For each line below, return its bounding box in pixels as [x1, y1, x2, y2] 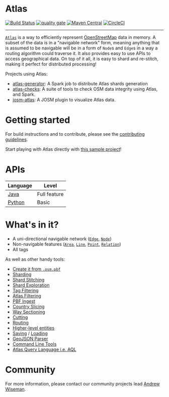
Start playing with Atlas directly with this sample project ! [5, 146, 122, 152]
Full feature [37, 190, 64, 197]
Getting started [5, 115, 70, 126]
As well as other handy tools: [5, 256, 65, 262]
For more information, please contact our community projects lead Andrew [5, 380, 160, 386]
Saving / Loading [12, 330, 48, 336]
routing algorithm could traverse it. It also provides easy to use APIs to [5, 50, 151, 56]
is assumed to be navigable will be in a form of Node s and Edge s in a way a [5, 45, 158, 51]
